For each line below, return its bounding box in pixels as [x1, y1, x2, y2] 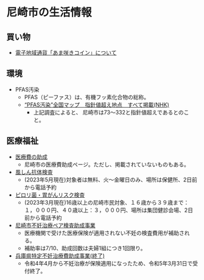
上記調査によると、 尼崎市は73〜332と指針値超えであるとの [33, 108, 184, 116]
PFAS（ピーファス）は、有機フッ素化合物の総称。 [24, 93, 150, 100]
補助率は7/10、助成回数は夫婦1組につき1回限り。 [24, 244, 146, 251]
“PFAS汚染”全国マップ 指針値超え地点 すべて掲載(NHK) [24, 101, 169, 108]
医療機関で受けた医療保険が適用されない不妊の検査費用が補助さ [24, 229, 185, 236]
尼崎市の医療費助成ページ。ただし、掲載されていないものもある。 [24, 161, 190, 168]
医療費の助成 [15, 153, 47, 160]
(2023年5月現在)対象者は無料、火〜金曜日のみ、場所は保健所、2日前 [24, 176, 198, 183]
